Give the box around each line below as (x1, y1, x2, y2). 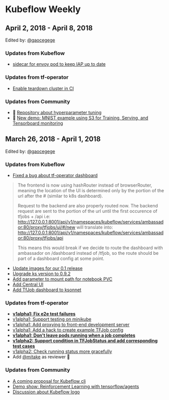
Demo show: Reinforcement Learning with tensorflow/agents (12, 383, 139, 389)
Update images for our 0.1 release (12, 265, 83, 271)
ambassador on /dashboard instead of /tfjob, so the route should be (17, 250, 159, 256)
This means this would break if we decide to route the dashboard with (17, 245, 163, 251)
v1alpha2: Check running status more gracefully (12, 348, 112, 354)
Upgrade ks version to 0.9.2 (12, 271, 71, 277)
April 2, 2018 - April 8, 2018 (5, 24, 93, 32)
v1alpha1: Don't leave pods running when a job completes (12, 332, 136, 338)
